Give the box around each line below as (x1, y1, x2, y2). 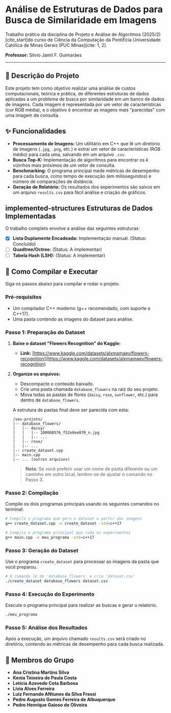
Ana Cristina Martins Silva (12, 669, 70, 676)
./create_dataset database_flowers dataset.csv (5, 578, 108, 584)
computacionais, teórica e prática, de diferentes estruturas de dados (5, 90, 149, 96)
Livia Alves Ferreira (12, 685, 55, 692)
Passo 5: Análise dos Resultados (5, 624, 88, 631)
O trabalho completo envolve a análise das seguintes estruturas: (5, 225, 140, 231)
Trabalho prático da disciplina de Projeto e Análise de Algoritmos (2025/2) (5, 31, 161, 37)
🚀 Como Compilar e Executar (5, 267, 98, 276)
